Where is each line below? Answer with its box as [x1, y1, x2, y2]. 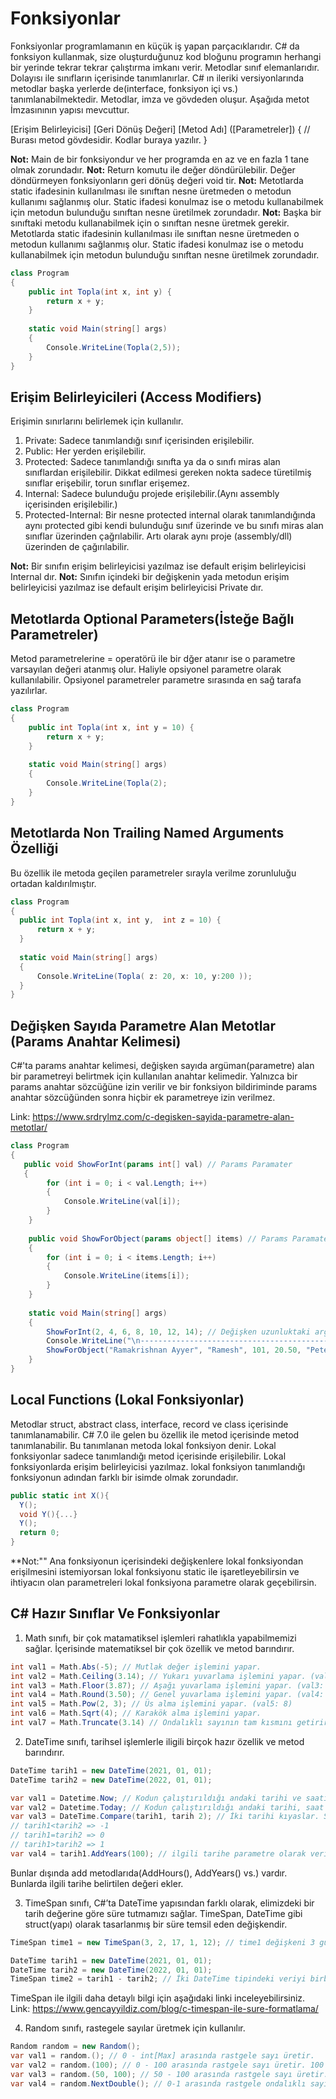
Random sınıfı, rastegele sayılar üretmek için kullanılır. [24, 2022, 246, 2034]
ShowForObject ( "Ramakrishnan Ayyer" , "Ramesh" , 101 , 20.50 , [46, 1345, 302, 1356]
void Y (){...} [19, 1509, 78, 1519]
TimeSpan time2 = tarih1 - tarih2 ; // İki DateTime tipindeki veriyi [10, 1974, 307, 1984]
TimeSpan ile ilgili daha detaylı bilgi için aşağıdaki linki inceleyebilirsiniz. [10, 1992, 306, 2004]
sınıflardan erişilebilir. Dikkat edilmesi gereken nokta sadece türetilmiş [24, 467, 312, 479]
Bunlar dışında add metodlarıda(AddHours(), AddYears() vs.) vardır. [10, 1867, 288, 1879]
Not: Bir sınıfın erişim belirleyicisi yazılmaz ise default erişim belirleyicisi [10, 560, 307, 572]
